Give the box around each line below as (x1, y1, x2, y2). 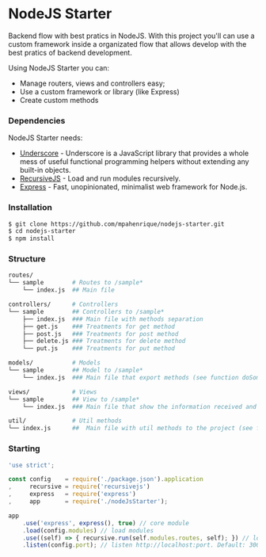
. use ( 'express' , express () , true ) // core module (22, 519, 190, 527)
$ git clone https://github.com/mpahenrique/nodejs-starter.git (8, 219, 225, 228)
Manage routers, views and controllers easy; (19, 78, 165, 88)
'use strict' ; (8, 461, 55, 469)
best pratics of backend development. (8, 48, 132, 57)
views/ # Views (8, 387, 97, 396)
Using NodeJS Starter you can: (8, 63, 109, 72)
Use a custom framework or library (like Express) (19, 86, 180, 96)
